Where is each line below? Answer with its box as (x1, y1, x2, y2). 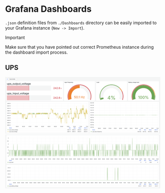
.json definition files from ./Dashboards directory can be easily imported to (5, 20, 157, 26)
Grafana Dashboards (5, 3, 92, 15)
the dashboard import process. (5, 49, 68, 55)
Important (5, 34, 25, 40)
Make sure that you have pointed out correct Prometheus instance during (5, 44, 154, 50)
